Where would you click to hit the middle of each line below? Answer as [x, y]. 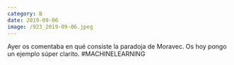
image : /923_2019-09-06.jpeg [50, 27]
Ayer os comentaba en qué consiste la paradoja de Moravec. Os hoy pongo [117, 47]
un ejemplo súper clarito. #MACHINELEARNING [76, 54]
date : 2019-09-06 [33, 20]
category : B [25, 14]
